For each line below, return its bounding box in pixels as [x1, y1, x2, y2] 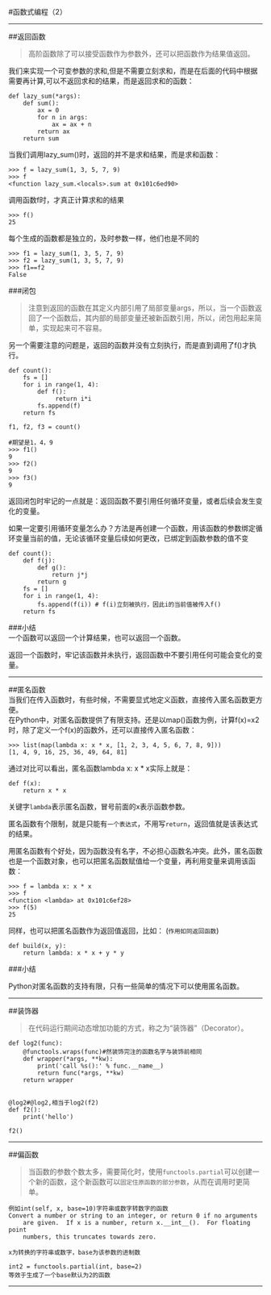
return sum [23, 135, 60, 143]
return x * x [23, 787, 67, 795]
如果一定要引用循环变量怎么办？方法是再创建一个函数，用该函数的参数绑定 [8, 524, 256, 533]
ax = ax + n [51, 120, 92, 128]
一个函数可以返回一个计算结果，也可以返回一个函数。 [8, 633, 186, 642]
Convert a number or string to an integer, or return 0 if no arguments [8, 1212, 258, 1220]
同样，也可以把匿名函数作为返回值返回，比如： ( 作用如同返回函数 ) [8, 926, 219, 935]
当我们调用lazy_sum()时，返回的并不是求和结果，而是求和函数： [8, 150, 221, 159]
